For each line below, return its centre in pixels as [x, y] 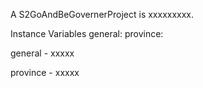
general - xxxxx [42, 53]
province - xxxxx [45, 72]
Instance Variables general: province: [87, 33]
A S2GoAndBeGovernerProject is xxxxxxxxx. [102, 14]
